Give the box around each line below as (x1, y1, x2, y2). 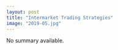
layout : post (6, 9, 40, 15)
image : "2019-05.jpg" (6, 20, 62, 26)
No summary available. (6, 37, 64, 45)
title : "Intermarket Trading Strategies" (6, 15, 114, 21)
